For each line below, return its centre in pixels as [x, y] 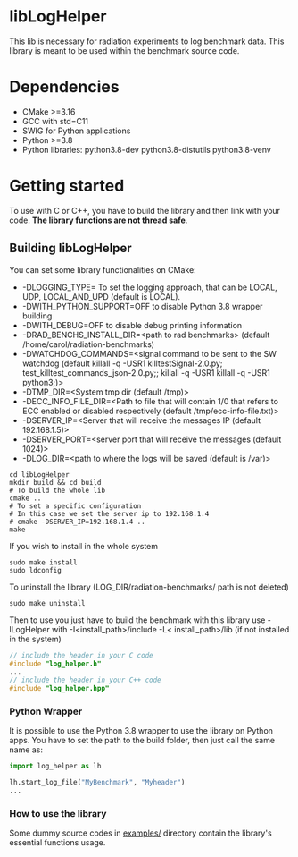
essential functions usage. [58, 843]
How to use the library [58, 813]
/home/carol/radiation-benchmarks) [88, 344]
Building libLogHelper [70, 248]
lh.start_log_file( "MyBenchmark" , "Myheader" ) [97, 783]
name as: [26, 750]
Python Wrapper [46, 711]
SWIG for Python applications [76, 131]
